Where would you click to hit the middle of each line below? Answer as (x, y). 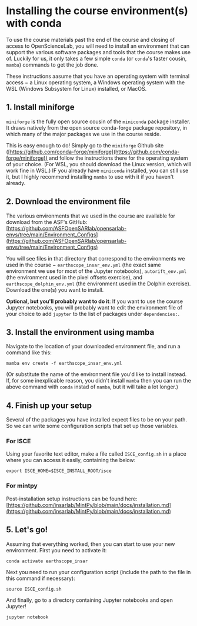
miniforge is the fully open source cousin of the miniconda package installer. (98, 121)
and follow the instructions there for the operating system (118, 158)
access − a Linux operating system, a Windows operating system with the (96, 82)
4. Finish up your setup (49, 405)
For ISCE (19, 442)
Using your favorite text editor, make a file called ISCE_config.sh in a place (96, 454)
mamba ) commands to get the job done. (52, 65)
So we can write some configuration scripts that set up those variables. (92, 426)
